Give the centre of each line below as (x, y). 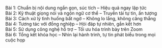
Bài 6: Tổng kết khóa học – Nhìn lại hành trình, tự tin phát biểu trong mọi (80, 35)
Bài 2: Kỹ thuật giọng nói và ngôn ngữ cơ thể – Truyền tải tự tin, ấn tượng (81, 13)
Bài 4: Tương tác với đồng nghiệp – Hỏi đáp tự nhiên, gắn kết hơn (73, 24)
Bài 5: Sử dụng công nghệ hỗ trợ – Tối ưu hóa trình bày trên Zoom (74, 29)
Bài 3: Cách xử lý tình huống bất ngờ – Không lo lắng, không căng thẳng (81, 18)
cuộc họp (15, 40)
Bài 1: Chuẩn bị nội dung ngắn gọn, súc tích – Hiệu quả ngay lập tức (76, 8)
